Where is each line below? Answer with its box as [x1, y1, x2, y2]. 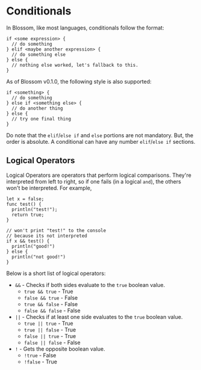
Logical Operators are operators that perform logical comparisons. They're [6, 171, 191, 179]
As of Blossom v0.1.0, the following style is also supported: [6, 78, 152, 85]
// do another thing [11, 105, 63, 111]
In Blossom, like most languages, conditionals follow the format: [6, 24, 164, 31]
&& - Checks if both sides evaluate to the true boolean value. [14, 281, 165, 288]
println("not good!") [11, 254, 66, 260]
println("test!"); [11, 206, 58, 212]
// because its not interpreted [6, 233, 87, 239]
